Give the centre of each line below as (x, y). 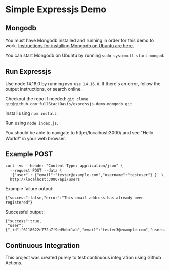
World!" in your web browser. (36, 138)
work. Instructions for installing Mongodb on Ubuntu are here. (70, 46)
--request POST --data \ (36, 170)
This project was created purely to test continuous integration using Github (83, 258)
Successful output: (25, 212)
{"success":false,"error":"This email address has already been (74, 198)
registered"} (19, 202)
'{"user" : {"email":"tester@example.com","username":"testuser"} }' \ (87, 175)
